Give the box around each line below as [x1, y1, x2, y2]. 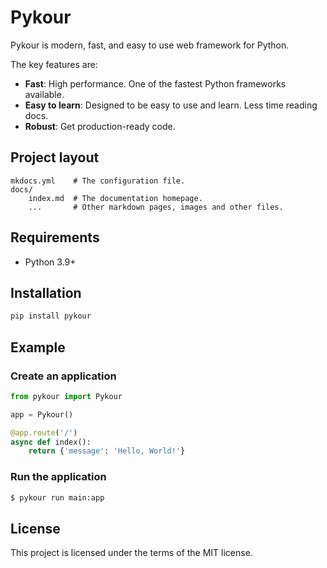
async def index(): [10, 437, 92, 447]
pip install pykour [10, 311, 92, 321]
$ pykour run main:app [10, 492, 105, 503]
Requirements [10, 229, 100, 246]
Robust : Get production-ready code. [24, 120, 176, 132]
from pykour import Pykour [10, 391, 123, 401]
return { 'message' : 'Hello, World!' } [28, 446, 186, 456]
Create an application [10, 369, 117, 383]
